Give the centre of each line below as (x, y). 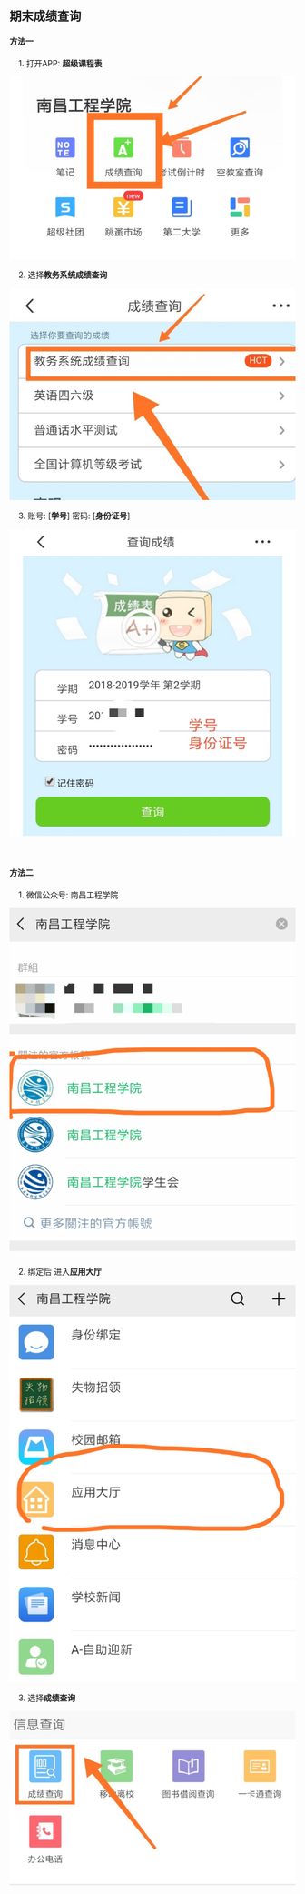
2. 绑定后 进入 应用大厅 (60, 1271)
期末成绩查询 (45, 16)
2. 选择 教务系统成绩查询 (63, 275)
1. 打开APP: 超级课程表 (60, 63)
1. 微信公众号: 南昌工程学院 (68, 895)
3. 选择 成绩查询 (47, 1698)
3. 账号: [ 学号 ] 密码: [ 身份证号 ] (74, 516)
